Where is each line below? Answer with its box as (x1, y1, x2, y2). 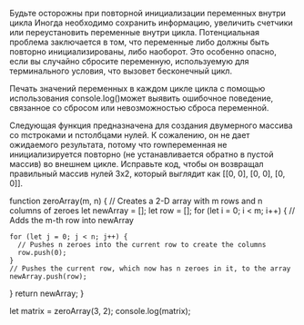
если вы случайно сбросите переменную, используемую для (9, 56, 249, 66)
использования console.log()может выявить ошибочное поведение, (9, 93, 274, 103)
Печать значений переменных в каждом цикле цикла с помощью (9, 84, 266, 94)
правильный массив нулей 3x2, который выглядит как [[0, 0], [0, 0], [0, (9, 168, 286, 179)
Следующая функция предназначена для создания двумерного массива (9, 120, 293, 131)
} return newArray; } (9, 288, 85, 299)
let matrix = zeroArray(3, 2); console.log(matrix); (9, 306, 191, 316)
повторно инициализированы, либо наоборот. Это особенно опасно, (9, 46, 278, 57)
